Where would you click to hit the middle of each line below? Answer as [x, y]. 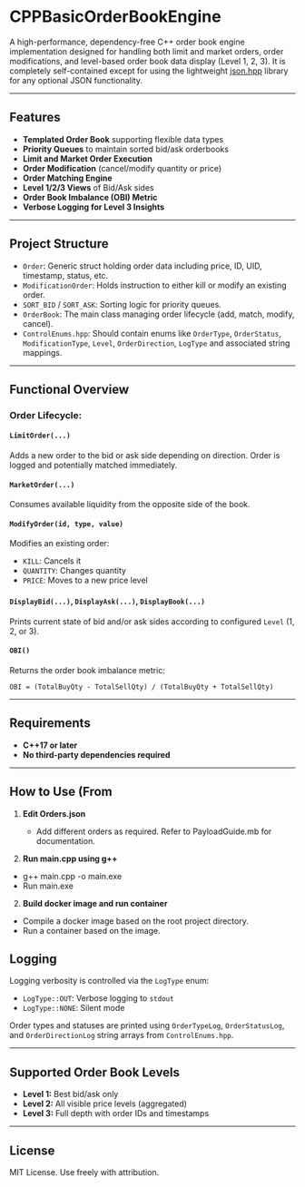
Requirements [50, 723]
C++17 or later [50, 745]
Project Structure [59, 244]
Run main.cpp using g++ [70, 858]
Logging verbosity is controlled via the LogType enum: [109, 981]
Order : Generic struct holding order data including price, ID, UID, [142, 266]
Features [35, 118]
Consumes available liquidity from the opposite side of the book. [130, 505]
